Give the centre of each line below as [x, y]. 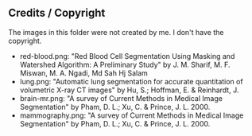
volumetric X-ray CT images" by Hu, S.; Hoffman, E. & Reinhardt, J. [129, 90]
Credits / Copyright [57, 13]
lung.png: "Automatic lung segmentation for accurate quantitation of [132, 81]
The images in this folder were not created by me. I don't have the [116, 32]
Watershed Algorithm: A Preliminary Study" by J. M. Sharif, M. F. [125, 64]
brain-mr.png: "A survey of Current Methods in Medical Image [121, 98]
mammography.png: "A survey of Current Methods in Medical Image [132, 115]
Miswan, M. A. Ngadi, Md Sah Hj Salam [84, 73]
